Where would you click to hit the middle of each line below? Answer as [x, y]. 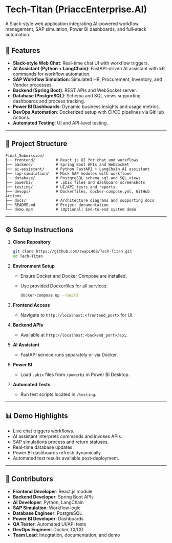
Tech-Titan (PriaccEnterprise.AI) [76, 9]
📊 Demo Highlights [37, 416]
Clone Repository [32, 242]
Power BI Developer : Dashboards [48, 518]
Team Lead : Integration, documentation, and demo [66, 535]
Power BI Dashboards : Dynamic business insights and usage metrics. [86, 107]
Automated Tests [31, 384]
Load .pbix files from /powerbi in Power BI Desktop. [75, 374]
